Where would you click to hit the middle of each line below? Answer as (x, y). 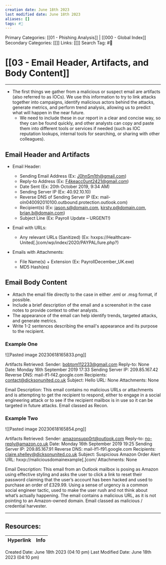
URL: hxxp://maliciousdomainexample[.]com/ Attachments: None (71, 460)
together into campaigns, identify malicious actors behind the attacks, (83, 102)
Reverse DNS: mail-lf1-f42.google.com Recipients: (56, 375)
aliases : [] (17, 19)
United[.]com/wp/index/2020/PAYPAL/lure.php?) (69, 242)
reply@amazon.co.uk (27, 444)
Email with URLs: (29, 228)
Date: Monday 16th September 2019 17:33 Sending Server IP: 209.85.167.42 (82, 370)
